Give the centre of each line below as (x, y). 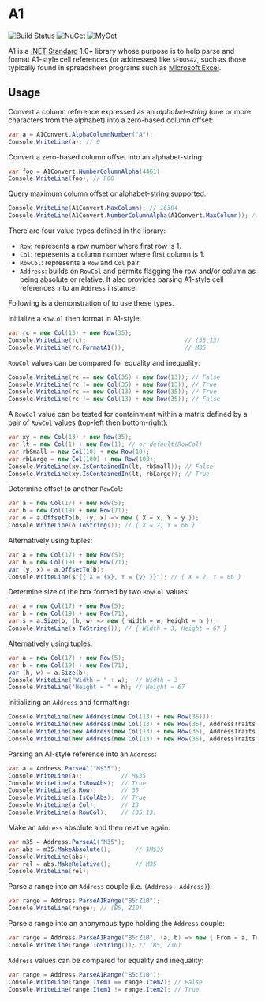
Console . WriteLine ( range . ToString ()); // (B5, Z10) (95, 945)
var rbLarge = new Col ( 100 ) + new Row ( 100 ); (82, 459)
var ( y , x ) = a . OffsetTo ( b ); (56, 569)
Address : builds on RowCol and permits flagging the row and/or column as (138, 271)
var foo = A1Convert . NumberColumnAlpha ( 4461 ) (84, 171)
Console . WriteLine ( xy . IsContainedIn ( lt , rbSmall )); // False (111, 467)
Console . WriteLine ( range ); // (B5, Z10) (76, 909)
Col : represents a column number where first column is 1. (112, 254)
